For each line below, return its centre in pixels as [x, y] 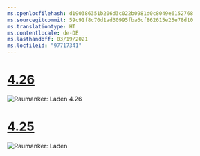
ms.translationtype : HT [42, 26]
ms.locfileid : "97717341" [44, 46]
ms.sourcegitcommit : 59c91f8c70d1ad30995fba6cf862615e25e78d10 [100, 20]
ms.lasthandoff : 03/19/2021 [48, 39]
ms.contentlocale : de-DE [43, 33]
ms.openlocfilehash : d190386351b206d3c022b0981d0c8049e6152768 [100, 13]
